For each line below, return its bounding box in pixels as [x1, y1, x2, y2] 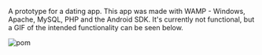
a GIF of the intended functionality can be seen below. [8, 23, 183, 32]
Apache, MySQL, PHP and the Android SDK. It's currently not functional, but [8, 15, 255, 24]
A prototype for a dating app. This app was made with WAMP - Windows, [8, 7, 245, 15]
